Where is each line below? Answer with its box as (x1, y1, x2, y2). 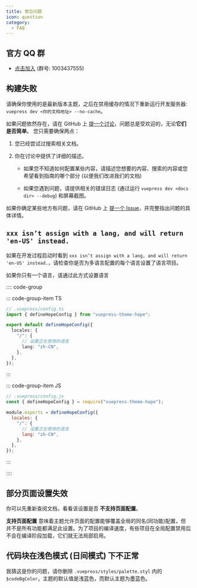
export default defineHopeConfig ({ (6, 322, 93, 328)
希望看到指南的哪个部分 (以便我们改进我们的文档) (23, 172, 142, 179)
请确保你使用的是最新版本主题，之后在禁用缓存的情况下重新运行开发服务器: (6, 100, 188, 107)
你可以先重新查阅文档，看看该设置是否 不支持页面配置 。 (6, 505, 141, 512)
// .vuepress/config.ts (6, 306, 64, 312)
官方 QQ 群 (6, 48, 45, 58)
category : (6, 19, 30, 25)
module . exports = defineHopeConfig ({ (6, 410, 98, 415)
